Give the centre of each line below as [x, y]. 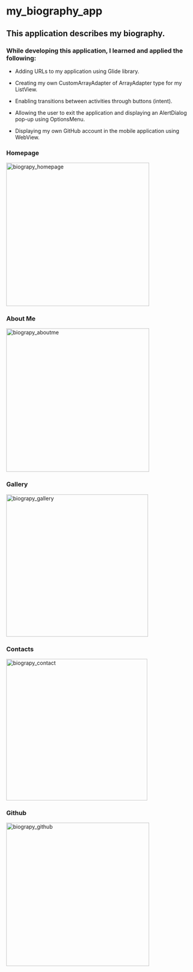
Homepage [23, 153]
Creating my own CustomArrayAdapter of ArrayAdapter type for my [98, 83]
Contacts [20, 649]
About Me [21, 319]
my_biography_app [54, 11]
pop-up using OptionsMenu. [50, 119]
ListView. [26, 89]
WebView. [27, 137]
